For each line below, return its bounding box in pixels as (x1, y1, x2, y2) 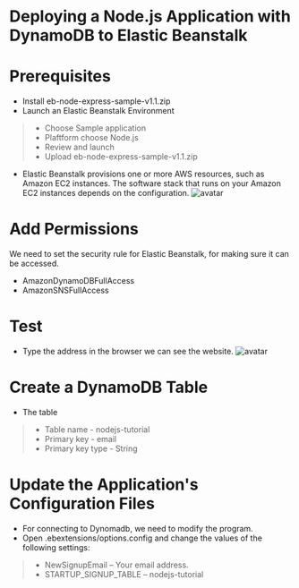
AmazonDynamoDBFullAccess (21, 276, 135, 286)
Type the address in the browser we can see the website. (21, 346, 235, 356)
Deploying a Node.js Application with (9, 6, 291, 27)
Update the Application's (9, 474, 199, 495)
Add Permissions (9, 219, 139, 239)
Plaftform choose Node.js (44, 132, 139, 143)
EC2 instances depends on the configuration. (21, 188, 190, 199)
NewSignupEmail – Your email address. (44, 559, 190, 570)
